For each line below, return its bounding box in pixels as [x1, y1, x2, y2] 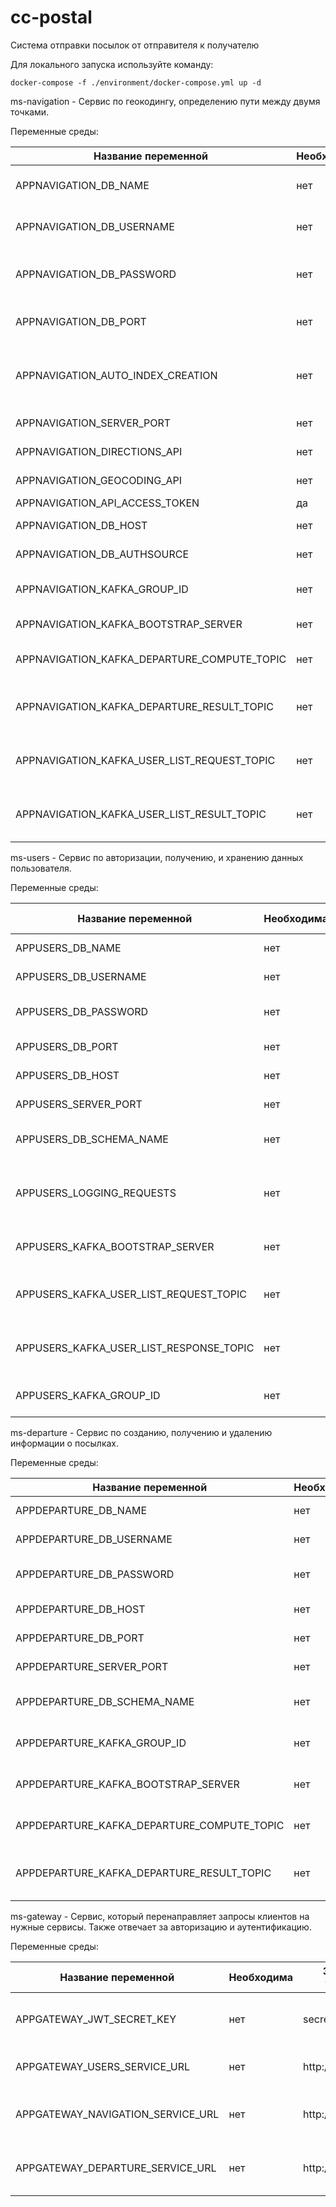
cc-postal [10, 6, 93, 29]
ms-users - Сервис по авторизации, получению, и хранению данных [10, 851, 304, 863]
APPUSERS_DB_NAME [15, 941, 122, 955]
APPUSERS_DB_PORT [15, 1039, 119, 1053]
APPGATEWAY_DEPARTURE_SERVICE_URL [15, 2161, 217, 2175]
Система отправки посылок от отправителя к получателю [10, 39, 260, 51]
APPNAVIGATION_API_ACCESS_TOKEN [15, 496, 200, 510]
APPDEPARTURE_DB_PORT [15, 1631, 145, 1645]
